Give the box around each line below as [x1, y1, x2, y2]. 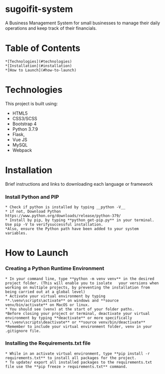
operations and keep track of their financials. [5, 25, 97, 31]
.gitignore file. [5, 328, 41, 333]
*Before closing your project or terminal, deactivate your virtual [5, 311, 150, 316]
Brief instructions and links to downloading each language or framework [5, 181, 153, 187]
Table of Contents [5, 43, 81, 54]
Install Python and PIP [5, 193, 59, 200]
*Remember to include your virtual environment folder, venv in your [5, 324, 153, 329]
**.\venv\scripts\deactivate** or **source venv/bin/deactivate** [5, 319, 146, 325]
